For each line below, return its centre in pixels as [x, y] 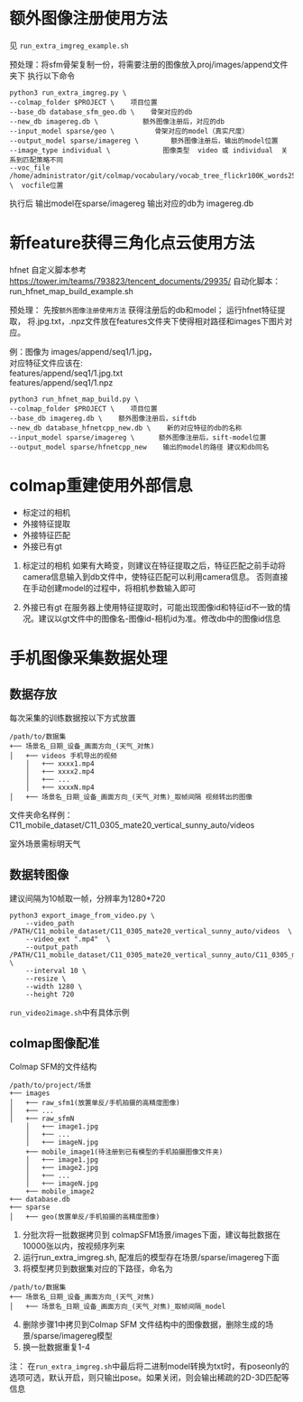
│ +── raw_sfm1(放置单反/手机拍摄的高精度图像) [95, 1103]
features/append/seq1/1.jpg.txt [66, 373]
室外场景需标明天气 [45, 843]
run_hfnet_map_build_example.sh [71, 291]
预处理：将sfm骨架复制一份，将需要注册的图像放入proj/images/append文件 [149, 64]
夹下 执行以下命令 [42, 75]
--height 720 [50, 994]
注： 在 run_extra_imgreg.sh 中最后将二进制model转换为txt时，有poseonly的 [150, 1366]
